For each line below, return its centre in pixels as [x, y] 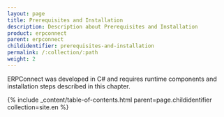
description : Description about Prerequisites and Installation [103, 26]
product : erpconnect [37, 33]
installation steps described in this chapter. [69, 86]
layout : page [26, 14]
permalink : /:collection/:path [53, 53]
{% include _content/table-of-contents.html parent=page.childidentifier [110, 100]
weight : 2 [22, 59]
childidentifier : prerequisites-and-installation [81, 46]
